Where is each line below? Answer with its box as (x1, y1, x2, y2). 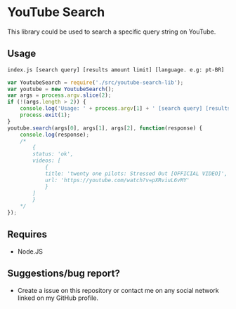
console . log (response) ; (20, 131, 90, 138)
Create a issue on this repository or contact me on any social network (17, 286, 219, 294)
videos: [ (32, 157, 61, 165)
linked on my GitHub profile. (17, 294, 99, 302)
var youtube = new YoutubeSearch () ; (7, 85, 114, 92)
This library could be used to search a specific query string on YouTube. (7, 27, 216, 36)
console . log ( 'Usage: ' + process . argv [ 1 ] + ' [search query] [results (20, 105, 231, 112)
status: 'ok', (32, 151, 74, 158)
